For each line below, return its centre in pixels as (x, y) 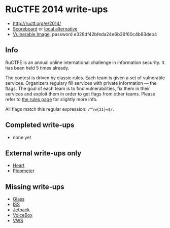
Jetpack (21, 210)
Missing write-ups (35, 187)
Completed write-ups (40, 125)
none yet (22, 137)
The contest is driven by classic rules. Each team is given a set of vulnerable (85, 78)
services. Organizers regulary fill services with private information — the (81, 83)
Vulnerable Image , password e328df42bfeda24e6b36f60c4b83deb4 (85, 34)
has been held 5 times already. (37, 68)
